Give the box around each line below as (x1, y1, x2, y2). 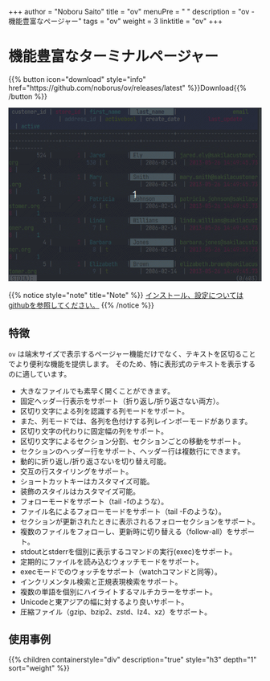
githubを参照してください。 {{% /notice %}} (8, 300, 154, 310)
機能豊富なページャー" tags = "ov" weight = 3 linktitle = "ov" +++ (8, 16, 223, 26)
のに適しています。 (8, 369, 72, 379)
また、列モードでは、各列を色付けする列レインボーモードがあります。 (19, 417, 252, 426)
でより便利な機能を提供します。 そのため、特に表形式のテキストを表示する (8, 359, 256, 369)
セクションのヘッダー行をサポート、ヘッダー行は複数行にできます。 (19, 447, 245, 456)
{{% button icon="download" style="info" (8, 74, 146, 84)
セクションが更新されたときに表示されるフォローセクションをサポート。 (19, 517, 260, 527)
